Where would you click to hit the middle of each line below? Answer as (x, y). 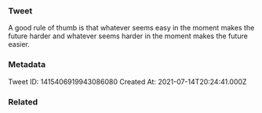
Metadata (27, 65)
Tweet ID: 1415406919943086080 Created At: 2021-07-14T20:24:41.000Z (127, 81)
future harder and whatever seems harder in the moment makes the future (128, 36)
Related (23, 101)
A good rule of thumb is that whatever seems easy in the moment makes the (131, 28)
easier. (19, 44)
